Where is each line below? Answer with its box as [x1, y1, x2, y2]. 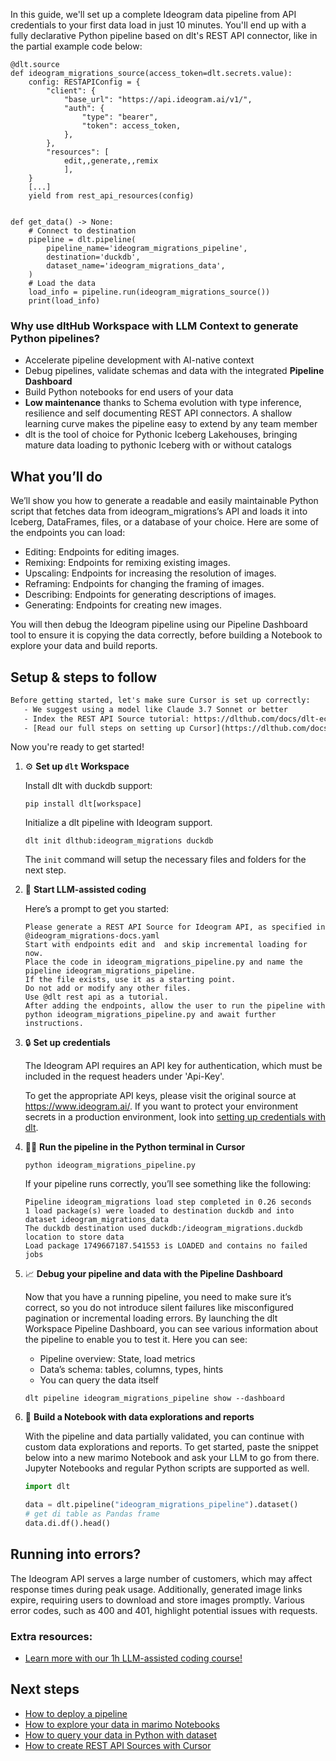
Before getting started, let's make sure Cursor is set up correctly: [10, 695, 311, 705]
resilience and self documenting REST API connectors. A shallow [24, 407, 293, 419]
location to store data [24, 1232, 125, 1243]
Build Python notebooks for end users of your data [24, 386, 234, 398]
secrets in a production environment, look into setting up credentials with [24, 1111, 326, 1123]
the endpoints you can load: [10, 527, 126, 539]
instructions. [24, 1019, 84, 1029]
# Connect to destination [28, 226, 137, 236]
